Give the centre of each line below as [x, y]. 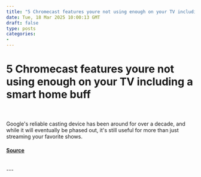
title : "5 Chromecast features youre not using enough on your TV [91, 12]
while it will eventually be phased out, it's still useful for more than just [92, 130]
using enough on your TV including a [100, 82]
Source [16, 150]
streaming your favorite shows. [44, 136]
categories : [21, 34]
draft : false [22, 23]
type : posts [21, 28]
